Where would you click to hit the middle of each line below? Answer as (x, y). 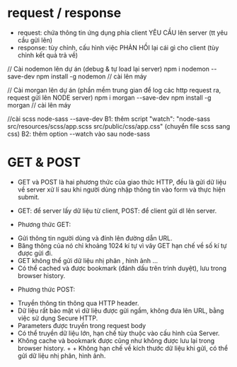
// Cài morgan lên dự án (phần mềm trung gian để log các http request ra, (114, 90)
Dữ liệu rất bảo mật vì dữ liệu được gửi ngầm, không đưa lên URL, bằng (121, 310)
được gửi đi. (35, 253)
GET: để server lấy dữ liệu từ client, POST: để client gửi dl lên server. (117, 211)
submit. (29, 197)
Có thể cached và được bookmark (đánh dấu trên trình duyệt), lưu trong (122, 268)
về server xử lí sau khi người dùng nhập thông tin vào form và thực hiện (121, 190)
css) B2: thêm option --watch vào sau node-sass (79, 134)
